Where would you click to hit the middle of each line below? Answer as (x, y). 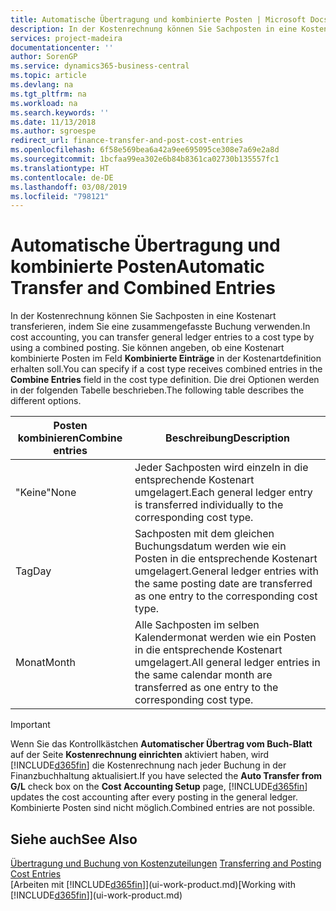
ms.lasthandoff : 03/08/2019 (69, 187)
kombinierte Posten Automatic (137, 267)
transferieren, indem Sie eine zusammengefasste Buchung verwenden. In (160, 327)
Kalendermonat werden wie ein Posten (225, 638)
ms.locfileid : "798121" (60, 196)
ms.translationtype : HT (60, 168)
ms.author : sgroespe (53, 131)
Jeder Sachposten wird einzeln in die (221, 468)
